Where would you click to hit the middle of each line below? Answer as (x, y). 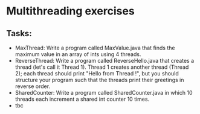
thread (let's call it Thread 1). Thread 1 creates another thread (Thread (102, 67)
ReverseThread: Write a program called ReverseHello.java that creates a (105, 61)
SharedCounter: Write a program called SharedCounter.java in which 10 (104, 93)
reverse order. (32, 86)
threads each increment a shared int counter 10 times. (82, 99)
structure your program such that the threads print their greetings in (99, 80)
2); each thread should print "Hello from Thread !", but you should (97, 73)
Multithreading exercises (70, 11)
